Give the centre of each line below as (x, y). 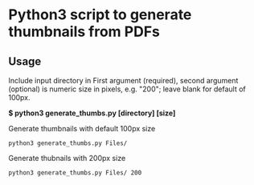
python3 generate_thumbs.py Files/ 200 (75, 173)
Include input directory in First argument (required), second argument (123, 80)
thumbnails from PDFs (84, 32)
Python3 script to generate (100, 15)
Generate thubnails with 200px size (67, 158)
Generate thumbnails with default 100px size (82, 129)
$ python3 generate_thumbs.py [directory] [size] (92, 113)
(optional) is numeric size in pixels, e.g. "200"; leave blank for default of (127, 89)
